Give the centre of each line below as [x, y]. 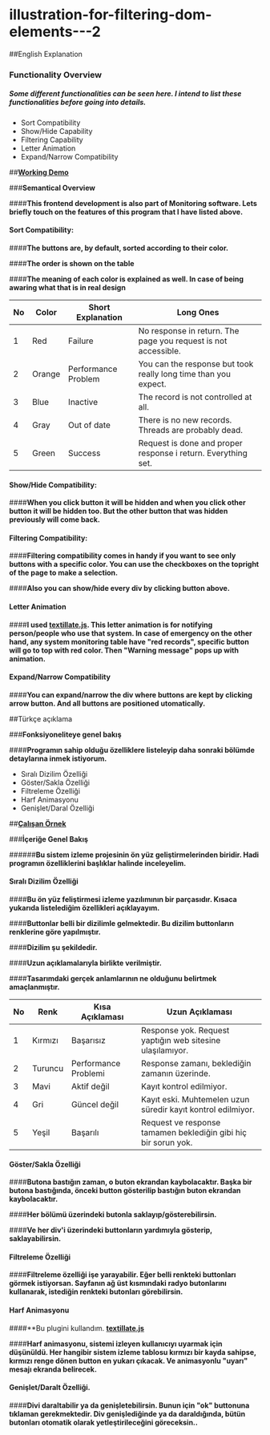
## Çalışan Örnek [38, 823]
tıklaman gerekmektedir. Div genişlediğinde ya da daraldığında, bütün [127, 1413]
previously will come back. [55, 519]
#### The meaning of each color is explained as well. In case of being [126, 279]
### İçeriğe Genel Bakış [49, 839]
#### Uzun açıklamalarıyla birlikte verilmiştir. [86, 963]
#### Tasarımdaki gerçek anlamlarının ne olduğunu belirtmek [113, 979]
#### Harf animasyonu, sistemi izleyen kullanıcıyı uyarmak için [116, 1344]
